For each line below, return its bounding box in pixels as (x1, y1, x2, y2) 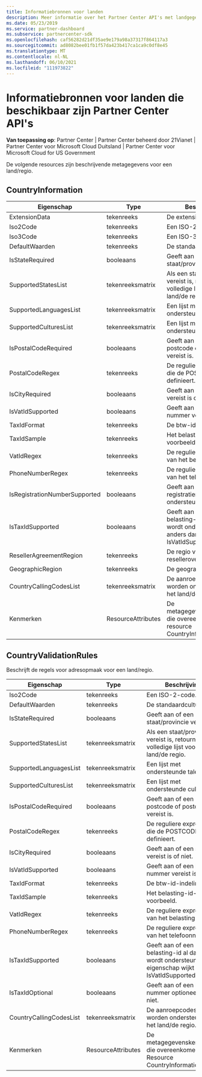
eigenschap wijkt (146, 963, 195, 971)
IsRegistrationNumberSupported (9, 490, 101, 499)
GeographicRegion (9, 565, 63, 573)
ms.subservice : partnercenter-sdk (6, 31, 93, 37)
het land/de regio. (146, 1020, 197, 1029)
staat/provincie (146, 718, 189, 726)
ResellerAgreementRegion (9, 551, 83, 560)
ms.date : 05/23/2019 (6, 20, 58, 26)
